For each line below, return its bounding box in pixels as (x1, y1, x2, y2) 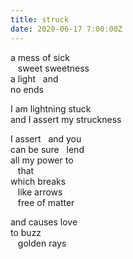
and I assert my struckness (10, 113, 122, 125)
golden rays (17, 237, 67, 249)
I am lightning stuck (10, 102, 92, 115)
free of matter (17, 196, 75, 208)
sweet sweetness (17, 62, 90, 74)
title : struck (10, 14, 70, 25)
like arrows (17, 186, 63, 198)
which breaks (10, 175, 67, 187)
